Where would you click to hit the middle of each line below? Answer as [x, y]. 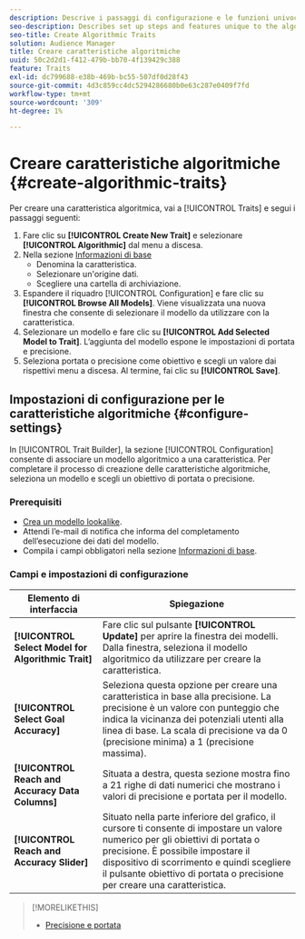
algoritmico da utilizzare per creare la [182, 658]
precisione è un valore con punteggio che [191, 707]
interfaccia [54, 609]
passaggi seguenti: [45, 218]
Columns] [35, 802]
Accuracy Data [47, 790]
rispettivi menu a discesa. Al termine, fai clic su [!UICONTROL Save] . [151, 371]
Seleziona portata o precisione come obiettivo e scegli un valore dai [149, 361]
